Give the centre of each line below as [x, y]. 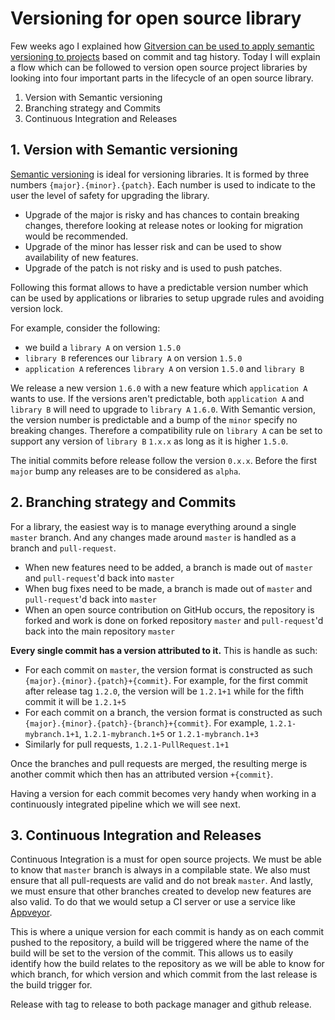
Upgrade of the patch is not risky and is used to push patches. [153, 268]
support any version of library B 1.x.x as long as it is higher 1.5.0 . [149, 441]
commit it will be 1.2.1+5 [75, 701]
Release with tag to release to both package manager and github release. [161, 1004]
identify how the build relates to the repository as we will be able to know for [167, 964]
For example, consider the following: [85, 328]
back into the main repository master [100, 631]
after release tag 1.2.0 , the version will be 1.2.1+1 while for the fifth [164, 691]
